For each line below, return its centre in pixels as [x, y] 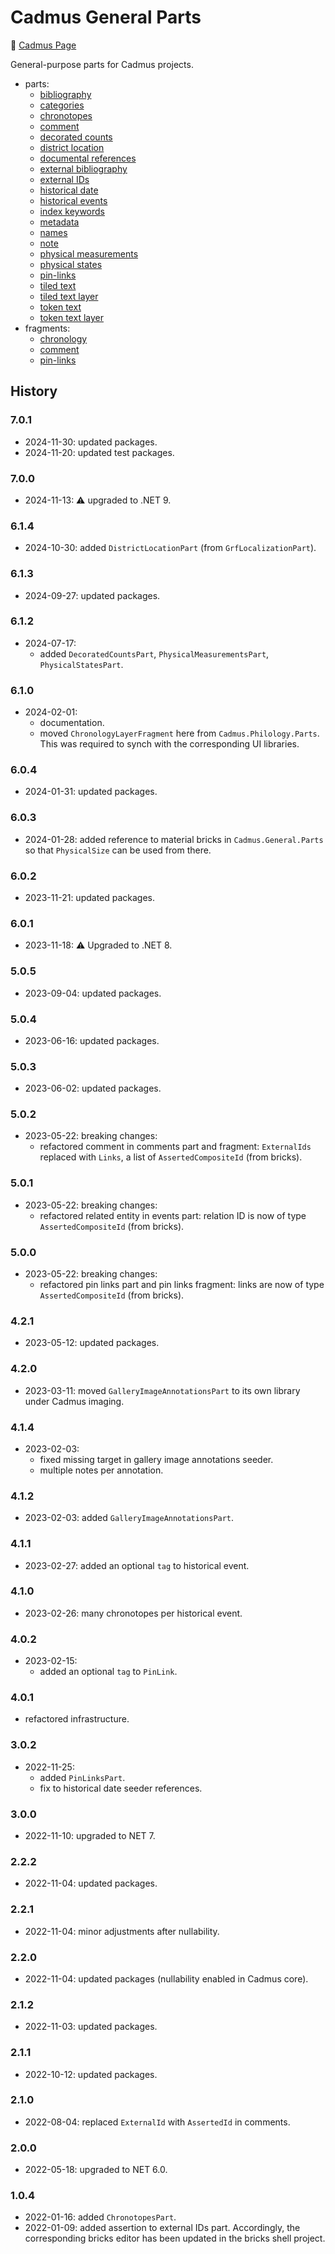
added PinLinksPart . [82, 1777]
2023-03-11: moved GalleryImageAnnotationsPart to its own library [162, 1390]
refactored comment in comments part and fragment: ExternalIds [175, 1147]
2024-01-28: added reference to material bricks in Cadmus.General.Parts [174, 839]
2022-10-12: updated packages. [91, 2074]
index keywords [72, 211]
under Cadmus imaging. [74, 1401]
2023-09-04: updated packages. [93, 993]
